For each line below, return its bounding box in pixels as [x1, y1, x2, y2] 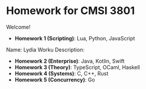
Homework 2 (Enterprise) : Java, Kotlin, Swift [14, 57, 125, 64]
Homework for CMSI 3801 [6, 4, 135, 18]
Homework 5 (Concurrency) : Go [14, 76, 96, 83]
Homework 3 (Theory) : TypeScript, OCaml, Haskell [14, 63, 140, 71]
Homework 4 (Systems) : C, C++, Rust [14, 70, 109, 77]
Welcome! [6, 23, 31, 30]
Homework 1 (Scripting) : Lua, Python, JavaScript [14, 35, 135, 42]
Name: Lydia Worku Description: [6, 46, 85, 53]
